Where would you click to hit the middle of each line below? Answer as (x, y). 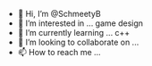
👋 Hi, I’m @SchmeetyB (59, 14)
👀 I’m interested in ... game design (80, 23)
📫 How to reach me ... (59, 52)
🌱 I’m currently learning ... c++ (74, 33)
